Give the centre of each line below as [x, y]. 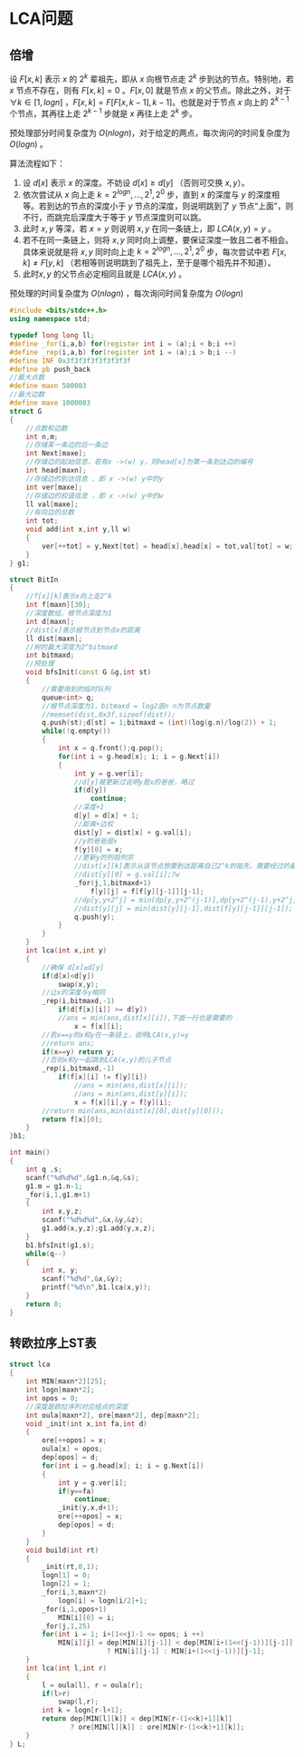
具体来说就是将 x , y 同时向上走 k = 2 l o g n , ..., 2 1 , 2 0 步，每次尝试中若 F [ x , [154, 250]
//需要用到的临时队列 [76, 689]
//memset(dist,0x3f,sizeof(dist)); [109, 714]
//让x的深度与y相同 [74, 993]
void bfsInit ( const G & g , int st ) [89, 672]
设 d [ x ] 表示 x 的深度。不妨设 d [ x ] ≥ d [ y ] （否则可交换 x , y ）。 [136, 182]
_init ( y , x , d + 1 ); [88, 1508]
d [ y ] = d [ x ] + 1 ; [107, 816]
